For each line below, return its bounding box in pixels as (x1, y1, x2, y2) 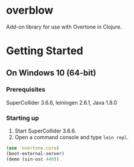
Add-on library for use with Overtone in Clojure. (6, 23, 122, 30)
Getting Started (6, 44, 84, 58)
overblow (6, 4, 54, 17)
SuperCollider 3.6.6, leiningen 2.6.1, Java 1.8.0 (6, 99, 117, 106)
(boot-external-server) (6, 150, 65, 156)
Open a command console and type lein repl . (14, 134, 129, 141)
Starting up (6, 114, 40, 122)
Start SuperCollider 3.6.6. (14, 127, 77, 134)
